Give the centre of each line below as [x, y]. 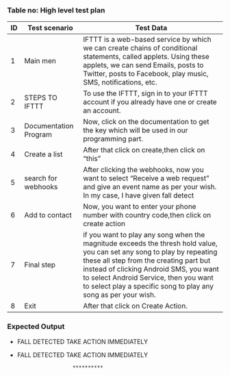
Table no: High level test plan [56, 10]
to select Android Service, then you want [148, 278]
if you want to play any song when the [144, 235]
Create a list [43, 154]
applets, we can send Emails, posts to [143, 65]
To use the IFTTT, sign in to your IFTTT [145, 93]
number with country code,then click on [147, 215]
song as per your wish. [119, 295]
